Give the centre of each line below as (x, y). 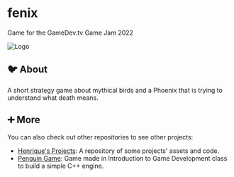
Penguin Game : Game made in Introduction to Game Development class (122, 158)
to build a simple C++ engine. (61, 166)
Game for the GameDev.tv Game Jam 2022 (70, 33)
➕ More (24, 120)
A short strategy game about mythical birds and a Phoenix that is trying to (115, 90)
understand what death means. (53, 98)
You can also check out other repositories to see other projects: (100, 137)
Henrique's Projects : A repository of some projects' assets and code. (118, 151)
